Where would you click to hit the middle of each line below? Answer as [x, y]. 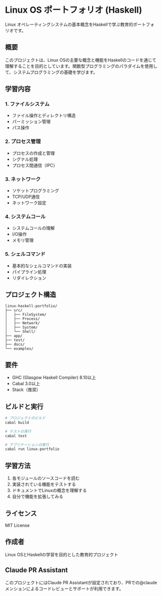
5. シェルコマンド [25, 254]
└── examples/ [19, 349]
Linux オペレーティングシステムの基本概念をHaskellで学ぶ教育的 [69, 24]
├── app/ [14, 336]
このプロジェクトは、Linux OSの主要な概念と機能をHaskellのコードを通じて [81, 60]
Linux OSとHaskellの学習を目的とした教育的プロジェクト [62, 554]
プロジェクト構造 [31, 295]
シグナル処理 [25, 159]
